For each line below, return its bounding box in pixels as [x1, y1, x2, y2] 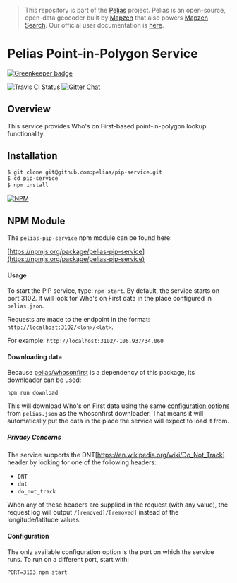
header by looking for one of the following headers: [7, 458, 157, 467]
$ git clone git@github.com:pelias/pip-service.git [7, 169, 162, 176]
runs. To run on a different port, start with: [7, 555, 129, 563]
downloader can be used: [7, 375, 82, 384]
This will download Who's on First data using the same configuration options [7, 402, 230, 410]
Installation [7, 150, 58, 162]
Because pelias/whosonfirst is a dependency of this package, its [7, 368, 195, 377]
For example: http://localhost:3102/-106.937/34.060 [7, 337, 164, 345]
